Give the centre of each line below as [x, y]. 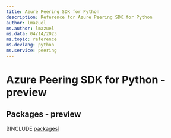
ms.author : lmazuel [30, 28]
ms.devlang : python [30, 45]
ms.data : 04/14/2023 [32, 34]
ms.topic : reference [32, 39]
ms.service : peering [32, 51]
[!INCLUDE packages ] [33, 128]
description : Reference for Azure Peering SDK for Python [79, 17]
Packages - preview [44, 115]
